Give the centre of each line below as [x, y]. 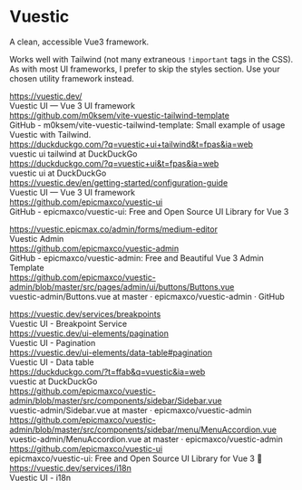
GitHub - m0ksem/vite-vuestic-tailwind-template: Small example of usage [147, 125]
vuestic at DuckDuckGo [54, 381]
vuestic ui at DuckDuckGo [58, 173]
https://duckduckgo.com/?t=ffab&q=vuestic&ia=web [107, 371]
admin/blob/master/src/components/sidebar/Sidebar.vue [116, 400]
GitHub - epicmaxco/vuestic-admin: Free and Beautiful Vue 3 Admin [137, 258]
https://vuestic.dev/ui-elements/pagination [89, 333]
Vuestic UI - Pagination [53, 342]
